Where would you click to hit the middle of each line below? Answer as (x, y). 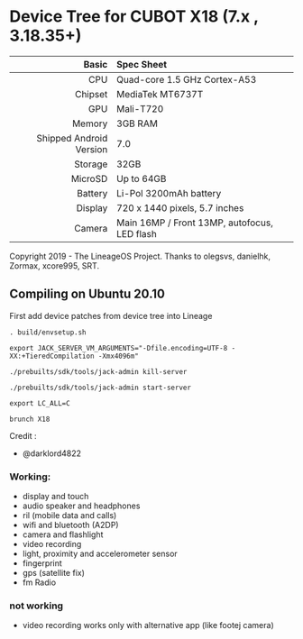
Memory (90, 123)
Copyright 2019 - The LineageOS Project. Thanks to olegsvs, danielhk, (140, 256)
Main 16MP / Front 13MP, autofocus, (195, 223)
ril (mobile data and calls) (69, 516)
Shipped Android (72, 138)
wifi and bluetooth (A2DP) (70, 525)
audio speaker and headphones (81, 506)
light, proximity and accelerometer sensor (100, 554)
